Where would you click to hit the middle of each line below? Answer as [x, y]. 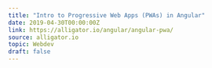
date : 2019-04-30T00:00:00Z [54, 23]
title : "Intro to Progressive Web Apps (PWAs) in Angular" [107, 15]
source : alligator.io [44, 37]
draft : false [29, 52]
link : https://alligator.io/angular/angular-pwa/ [91, 30]
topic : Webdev [31, 45]
